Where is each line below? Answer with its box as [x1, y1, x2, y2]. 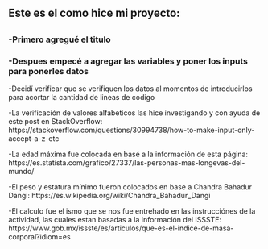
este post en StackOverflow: [8, 117, 103, 127]
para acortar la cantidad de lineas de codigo [8, 93, 155, 102]
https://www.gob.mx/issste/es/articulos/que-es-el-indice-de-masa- [8, 223, 234, 233]
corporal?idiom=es [8, 232, 71, 242]
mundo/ [8, 167, 35, 176]
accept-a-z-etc [8, 134, 60, 143]
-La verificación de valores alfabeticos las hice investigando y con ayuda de [8, 108, 261, 118]
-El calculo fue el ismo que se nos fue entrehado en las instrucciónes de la [8, 206, 256, 216]
